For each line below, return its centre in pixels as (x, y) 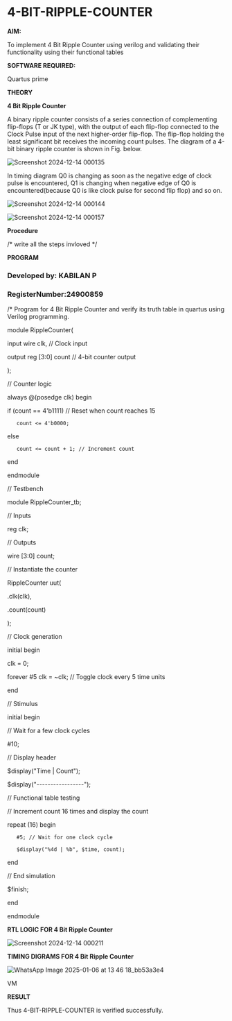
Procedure (23, 230)
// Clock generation (35, 637)
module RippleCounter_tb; (44, 502)
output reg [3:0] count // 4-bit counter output (72, 357)
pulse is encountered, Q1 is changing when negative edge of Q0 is (102, 183)
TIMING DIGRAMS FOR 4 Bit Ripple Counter (70, 956)
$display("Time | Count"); (44, 771)
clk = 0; (18, 664)
